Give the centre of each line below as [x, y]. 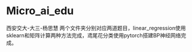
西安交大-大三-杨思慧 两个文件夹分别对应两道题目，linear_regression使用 [96, 28]
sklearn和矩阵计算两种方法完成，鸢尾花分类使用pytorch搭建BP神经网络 [94, 35]
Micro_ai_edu [40, 11]
